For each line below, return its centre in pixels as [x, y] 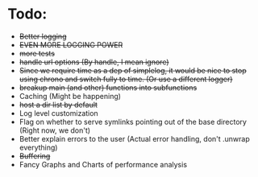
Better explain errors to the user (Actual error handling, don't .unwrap [135, 138]
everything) [38, 147]
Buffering [35, 156]
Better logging [43, 36]
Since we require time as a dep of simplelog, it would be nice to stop [133, 70]
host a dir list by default [58, 105]
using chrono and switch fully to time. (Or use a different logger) [126, 79]
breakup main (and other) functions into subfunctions [108, 87]
